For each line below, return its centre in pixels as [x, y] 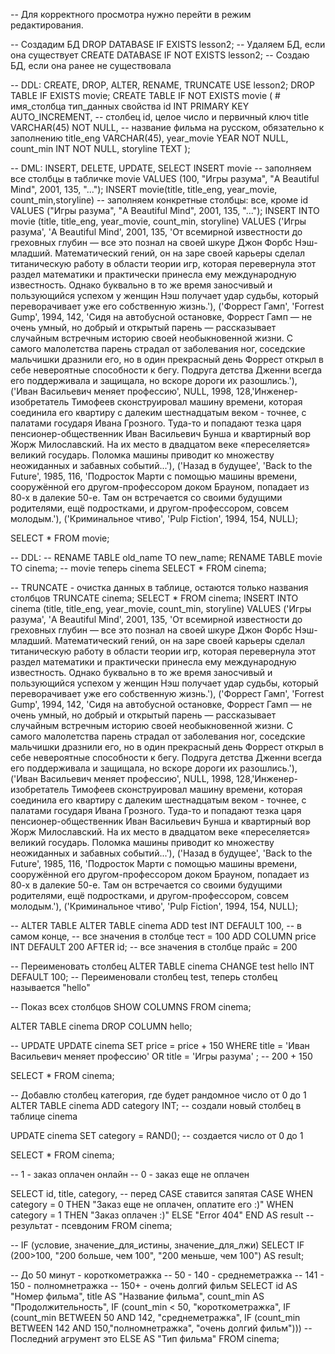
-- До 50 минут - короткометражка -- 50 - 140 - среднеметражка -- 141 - [167, 1275]
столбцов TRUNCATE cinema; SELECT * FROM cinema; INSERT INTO [154, 598]
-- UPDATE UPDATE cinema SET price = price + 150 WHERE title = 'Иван [160, 1045]
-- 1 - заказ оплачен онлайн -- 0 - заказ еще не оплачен [130, 1174]
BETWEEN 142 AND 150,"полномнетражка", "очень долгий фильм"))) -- [161, 1328]
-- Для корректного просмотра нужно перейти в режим [131, 14]
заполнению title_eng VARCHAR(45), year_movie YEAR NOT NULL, [149, 138]
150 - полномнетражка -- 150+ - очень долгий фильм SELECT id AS [154, 1285]
